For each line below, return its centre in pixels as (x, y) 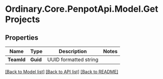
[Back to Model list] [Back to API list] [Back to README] (62, 72)
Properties (22, 38)
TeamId (17, 60)
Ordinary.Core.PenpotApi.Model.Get (82, 9)
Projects (23, 19)
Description (73, 51)
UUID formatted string (73, 60)
